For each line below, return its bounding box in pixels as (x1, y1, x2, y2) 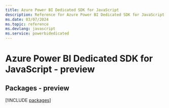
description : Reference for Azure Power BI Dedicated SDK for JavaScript (5, 12, 165, 17)
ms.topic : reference (5, 21, 49, 27)
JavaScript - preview (5, 64, 95, 75)
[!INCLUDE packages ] (5, 97, 51, 103)
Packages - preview (5, 84, 70, 92)
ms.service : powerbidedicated (5, 31, 70, 36)
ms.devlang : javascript (5, 26, 56, 31)
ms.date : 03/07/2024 (5, 17, 49, 22)
